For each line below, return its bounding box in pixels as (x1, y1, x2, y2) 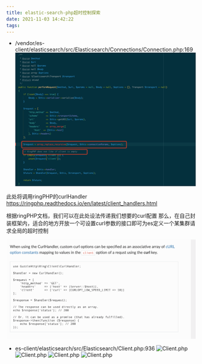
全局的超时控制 (11, 227, 49, 234)
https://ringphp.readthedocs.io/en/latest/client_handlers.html (6, 199, 158, 207)
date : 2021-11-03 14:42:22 (6, 16, 74, 22)
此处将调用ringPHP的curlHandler (6, 193, 88, 200)
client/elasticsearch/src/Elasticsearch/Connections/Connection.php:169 (14, 46, 194, 54)
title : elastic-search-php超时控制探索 (6, 10, 101, 16)
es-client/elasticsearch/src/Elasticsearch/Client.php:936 (14, 345, 155, 352)
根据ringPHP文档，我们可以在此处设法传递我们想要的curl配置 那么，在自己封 (6, 212, 196, 219)
